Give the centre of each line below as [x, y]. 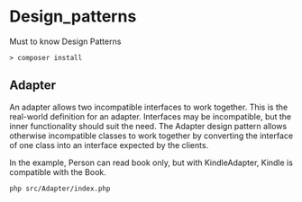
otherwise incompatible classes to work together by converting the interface [151, 136]
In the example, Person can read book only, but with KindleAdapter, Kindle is [151, 162]
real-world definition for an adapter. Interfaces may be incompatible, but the [151, 116]
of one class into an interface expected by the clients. [109, 145]
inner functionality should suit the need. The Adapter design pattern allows [148, 126]
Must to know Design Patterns [65, 41]
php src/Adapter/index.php [60, 189]
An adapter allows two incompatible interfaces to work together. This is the [149, 107]
